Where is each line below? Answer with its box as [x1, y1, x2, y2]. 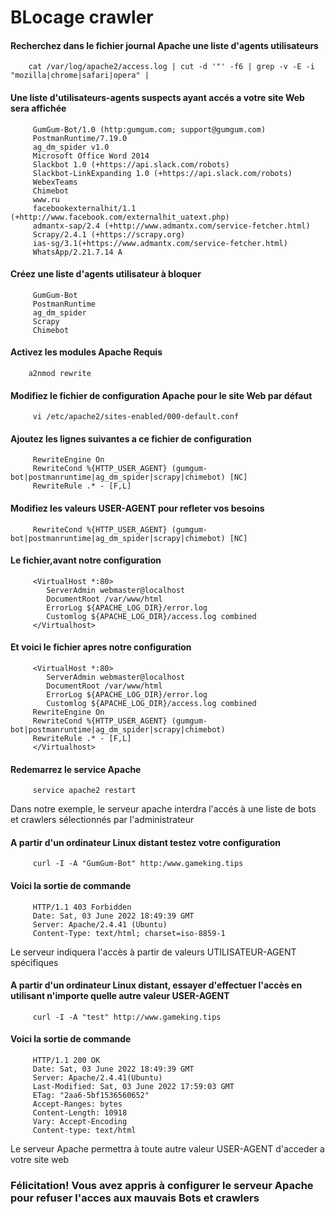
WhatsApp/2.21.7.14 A [32, 247, 123, 257]
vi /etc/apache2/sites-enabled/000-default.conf [32, 412, 240, 422]
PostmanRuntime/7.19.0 [32, 133, 128, 143]
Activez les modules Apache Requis [10, 346, 163, 358]
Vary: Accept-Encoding [32, 1117, 128, 1127]
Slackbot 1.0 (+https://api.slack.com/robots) [32, 159, 230, 170]
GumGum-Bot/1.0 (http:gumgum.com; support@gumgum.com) [32, 124, 267, 135]
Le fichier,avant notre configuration [10, 554, 162, 566]
